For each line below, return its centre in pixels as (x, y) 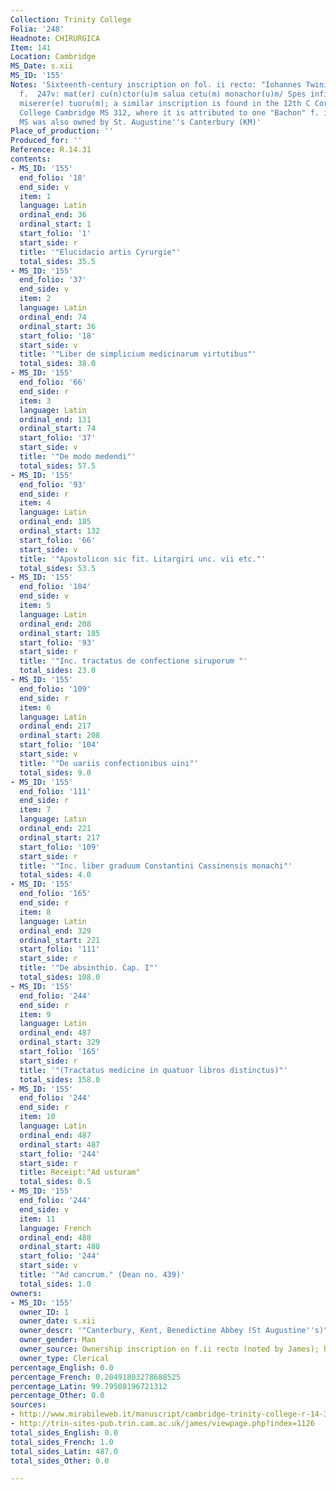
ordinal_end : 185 (55, 522)
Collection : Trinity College (71, 19)
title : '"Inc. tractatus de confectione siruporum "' (133, 661)
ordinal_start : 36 (58, 326)
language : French (55, 1228)
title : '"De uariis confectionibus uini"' (109, 763)
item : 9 (35, 1014)
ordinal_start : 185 (60, 633)
